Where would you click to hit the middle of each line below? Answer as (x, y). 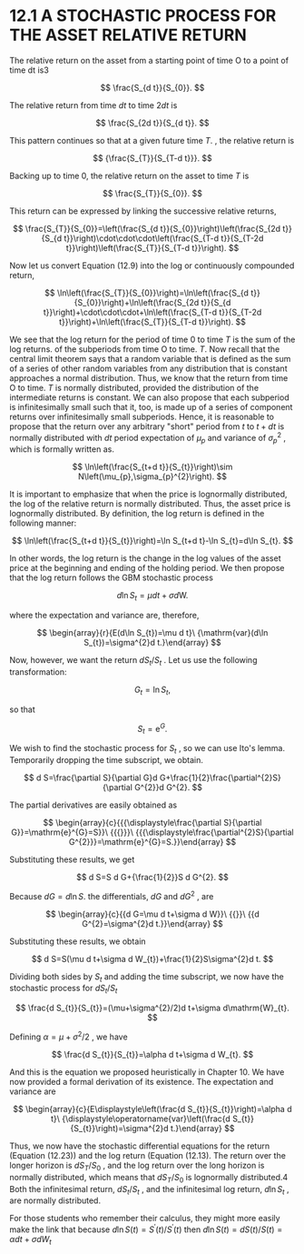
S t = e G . (152, 729)
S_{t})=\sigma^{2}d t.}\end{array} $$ (152, 643)
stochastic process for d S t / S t (64, 989)
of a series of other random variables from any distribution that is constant (148, 368)
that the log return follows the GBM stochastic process (111, 577)
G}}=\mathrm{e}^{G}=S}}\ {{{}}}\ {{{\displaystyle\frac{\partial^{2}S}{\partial (152, 832)
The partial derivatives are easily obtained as (93, 805)
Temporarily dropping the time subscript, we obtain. (107, 760)
